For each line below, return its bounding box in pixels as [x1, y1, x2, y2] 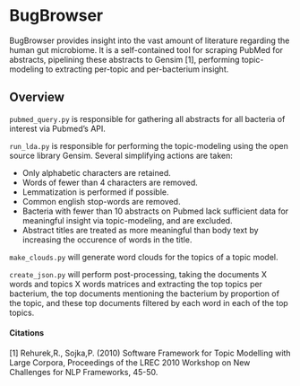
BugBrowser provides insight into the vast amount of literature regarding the [9, 35, 290, 46]
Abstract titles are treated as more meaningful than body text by [21, 224, 259, 235]
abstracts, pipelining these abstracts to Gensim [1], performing [9, 54, 240, 65]
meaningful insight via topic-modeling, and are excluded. [21, 215, 233, 225]
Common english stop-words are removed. [21, 196, 181, 206]
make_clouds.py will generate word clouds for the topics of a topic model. [9, 251, 279, 262]
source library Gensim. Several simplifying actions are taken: [9, 150, 233, 161]
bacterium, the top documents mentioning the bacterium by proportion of [9, 288, 280, 299]
